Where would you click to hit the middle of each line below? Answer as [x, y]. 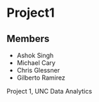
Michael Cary [36, 63]
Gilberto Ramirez [41, 78]
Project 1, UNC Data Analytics [49, 91]
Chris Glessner [38, 70]
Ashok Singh [35, 55]
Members [28, 39]
